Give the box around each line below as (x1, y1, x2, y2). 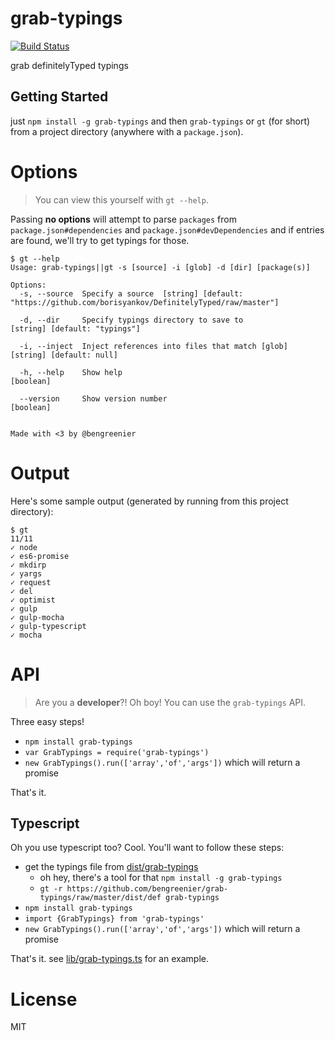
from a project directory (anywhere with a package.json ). (10, 125, 244, 137)
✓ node (10, 542, 38, 552)
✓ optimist (10, 595, 56, 605)
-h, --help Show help (19, 367, 123, 377)
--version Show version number (19, 393, 168, 404)
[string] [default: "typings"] (10, 323, 141, 334)
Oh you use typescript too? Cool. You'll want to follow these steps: (10, 842, 285, 854)
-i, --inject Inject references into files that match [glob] (19, 341, 288, 351)
